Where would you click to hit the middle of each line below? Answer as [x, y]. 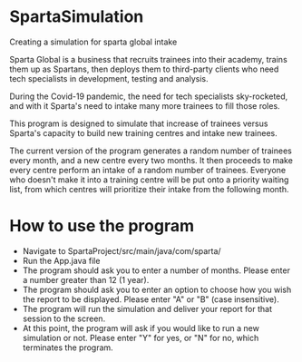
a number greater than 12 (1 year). [86, 279]
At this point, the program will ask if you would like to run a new [141, 328]
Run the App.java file [61, 260]
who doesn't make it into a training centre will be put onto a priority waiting [149, 180]
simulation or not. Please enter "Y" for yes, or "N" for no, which [141, 338]
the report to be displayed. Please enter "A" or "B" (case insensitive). [151, 299]
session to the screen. [64, 318]
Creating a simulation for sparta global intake [93, 42]
